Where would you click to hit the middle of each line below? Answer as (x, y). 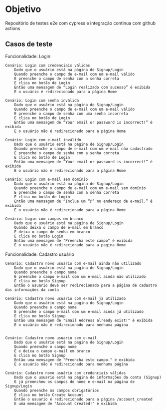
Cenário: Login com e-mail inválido (43, 140)
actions (13, 28)
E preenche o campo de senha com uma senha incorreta (71, 114)
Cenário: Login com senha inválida (42, 100)
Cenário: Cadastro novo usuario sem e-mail (51, 338)
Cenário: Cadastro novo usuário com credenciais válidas (66, 373)
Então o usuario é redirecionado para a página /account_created (83, 399)
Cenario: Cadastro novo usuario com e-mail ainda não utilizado (73, 263)
